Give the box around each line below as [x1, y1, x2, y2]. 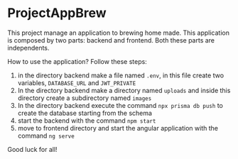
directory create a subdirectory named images [17, 94, 152, 102]
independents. [7, 43, 50, 52]
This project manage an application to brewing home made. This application [7, 28, 229, 37]
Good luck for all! [7, 145, 58, 153]
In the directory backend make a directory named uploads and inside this [17, 86, 231, 94]
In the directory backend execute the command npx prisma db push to [17, 101, 224, 109]
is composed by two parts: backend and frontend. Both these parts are [7, 35, 215, 44]
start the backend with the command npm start [17, 116, 156, 125]
